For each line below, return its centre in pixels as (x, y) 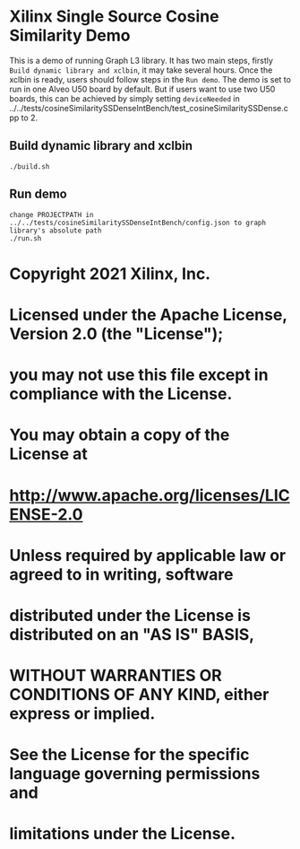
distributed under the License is (130, 615)
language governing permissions (135, 774)
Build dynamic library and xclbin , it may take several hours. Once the (141, 70)
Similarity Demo (70, 35)
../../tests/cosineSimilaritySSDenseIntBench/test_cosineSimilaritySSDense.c (149, 108)
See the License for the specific (129, 755)
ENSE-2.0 (46, 514)
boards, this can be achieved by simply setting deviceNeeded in (124, 98)
